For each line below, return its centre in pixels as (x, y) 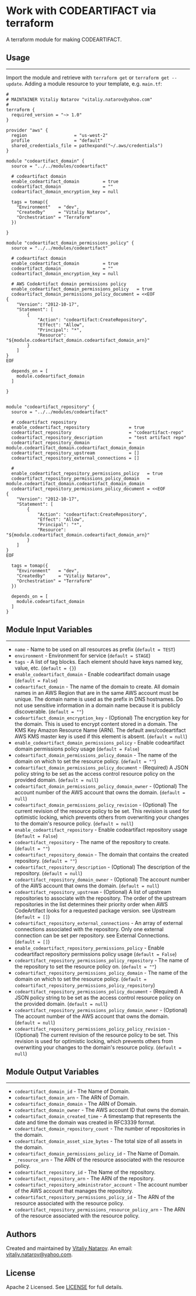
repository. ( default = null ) (48, 873)
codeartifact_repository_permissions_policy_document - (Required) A (99, 991)
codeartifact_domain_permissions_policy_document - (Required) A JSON (101, 767)
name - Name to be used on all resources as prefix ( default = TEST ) (95, 649)
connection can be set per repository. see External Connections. (92, 935)
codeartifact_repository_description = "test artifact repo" (99, 437)
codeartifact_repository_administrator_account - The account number (101, 1185)
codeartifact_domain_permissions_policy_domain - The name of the (96, 755)
